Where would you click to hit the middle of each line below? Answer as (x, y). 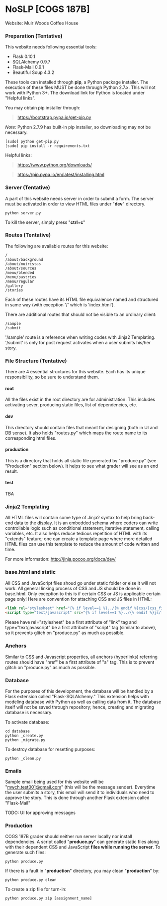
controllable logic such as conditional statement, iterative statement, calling (82, 528)
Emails (13, 771)
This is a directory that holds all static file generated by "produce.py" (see (81, 460)
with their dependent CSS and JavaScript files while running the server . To (83, 847)
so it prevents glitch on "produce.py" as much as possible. (65, 633)
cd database (17, 731)
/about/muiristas (23, 264)
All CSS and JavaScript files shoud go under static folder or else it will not (81, 583)
